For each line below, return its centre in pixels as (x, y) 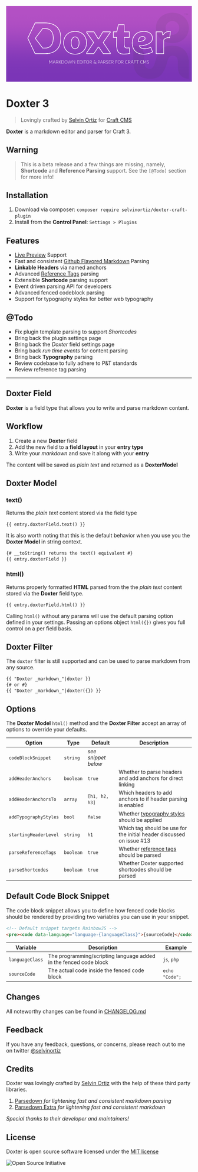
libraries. (17, 1090)
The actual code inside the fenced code (96, 970)
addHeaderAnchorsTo (32, 799)
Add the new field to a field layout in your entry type (79, 447)
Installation (27, 195)
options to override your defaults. (47, 730)
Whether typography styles (152, 814)
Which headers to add (146, 793)
